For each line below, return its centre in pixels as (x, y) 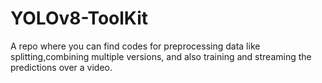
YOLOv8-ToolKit (79, 18)
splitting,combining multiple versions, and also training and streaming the (161, 56)
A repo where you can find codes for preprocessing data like (135, 46)
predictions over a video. (61, 67)
